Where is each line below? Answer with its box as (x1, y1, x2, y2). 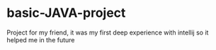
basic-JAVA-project (6, 5, 126, 21)
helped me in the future (6, 35, 75, 44)
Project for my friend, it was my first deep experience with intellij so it (6, 28, 209, 37)
